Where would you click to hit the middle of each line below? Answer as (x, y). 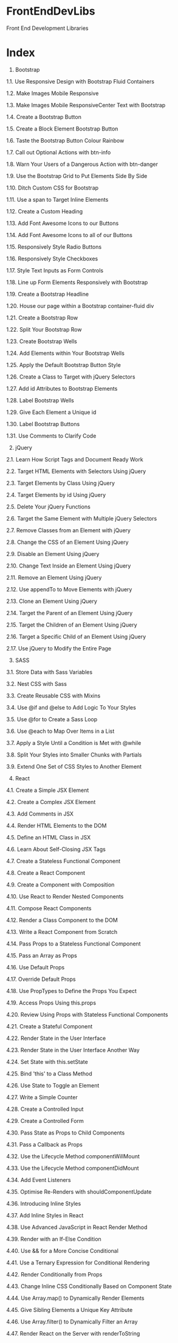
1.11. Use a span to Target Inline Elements (57, 199)
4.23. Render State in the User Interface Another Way (73, 1050)
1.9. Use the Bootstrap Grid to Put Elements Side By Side (77, 176)
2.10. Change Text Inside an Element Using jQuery (69, 566)
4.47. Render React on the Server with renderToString (73, 1333)
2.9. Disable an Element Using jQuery (53, 554)
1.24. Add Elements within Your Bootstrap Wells (65, 353)
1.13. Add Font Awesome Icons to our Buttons (63, 223)
